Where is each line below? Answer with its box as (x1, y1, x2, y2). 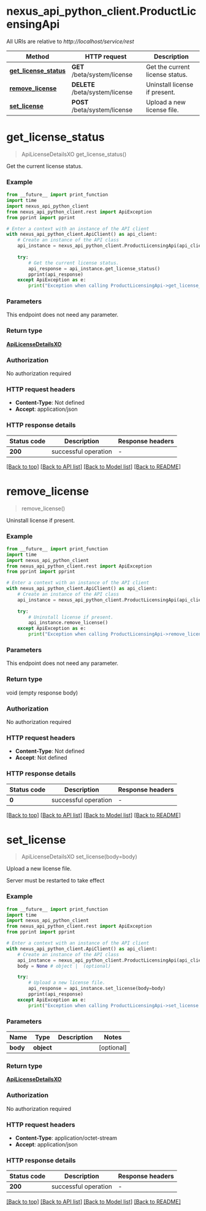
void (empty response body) (6, 689, 78, 696)
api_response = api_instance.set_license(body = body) (28, 986, 166, 992)
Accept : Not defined (15, 754, 67, 761)
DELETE (71, 80, 95, 88)
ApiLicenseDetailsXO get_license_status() (21, 150, 127, 158)
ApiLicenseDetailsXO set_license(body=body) (21, 853, 137, 860)
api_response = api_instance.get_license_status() (28, 265, 161, 271)
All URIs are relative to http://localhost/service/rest (6, 37, 134, 45)
